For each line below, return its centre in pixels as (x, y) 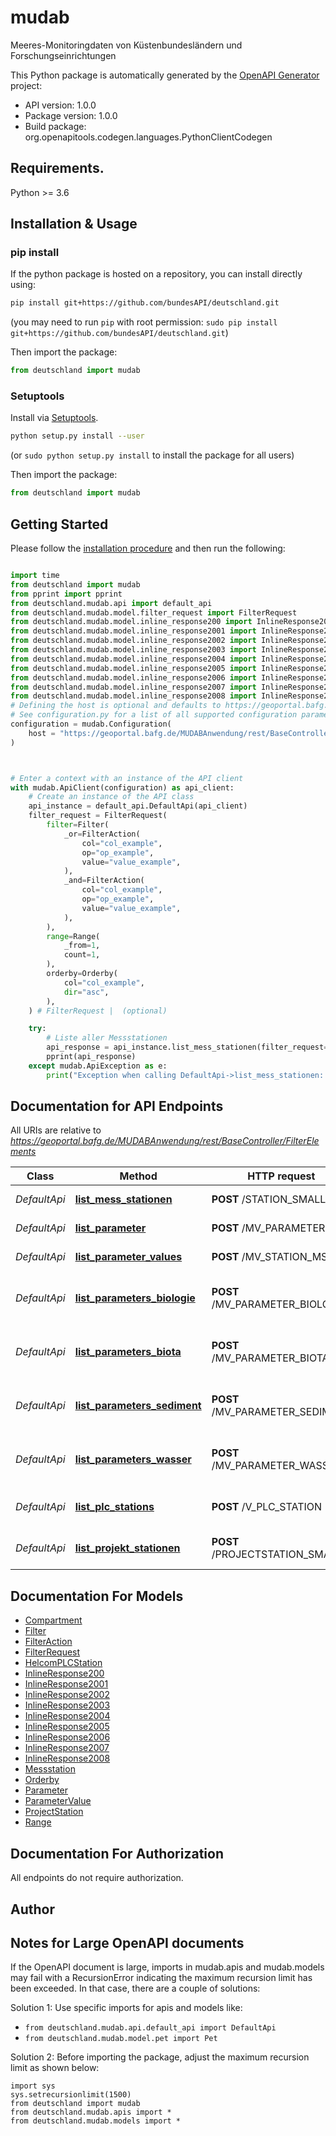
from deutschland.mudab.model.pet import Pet (121, 2039)
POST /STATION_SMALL (269, 1199)
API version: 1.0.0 (60, 105)
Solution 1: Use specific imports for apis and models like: (126, 2008)
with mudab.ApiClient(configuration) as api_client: (122, 787)
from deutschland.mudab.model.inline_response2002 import (133, 641)
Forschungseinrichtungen (63, 55)
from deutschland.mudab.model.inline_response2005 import (133, 668)
